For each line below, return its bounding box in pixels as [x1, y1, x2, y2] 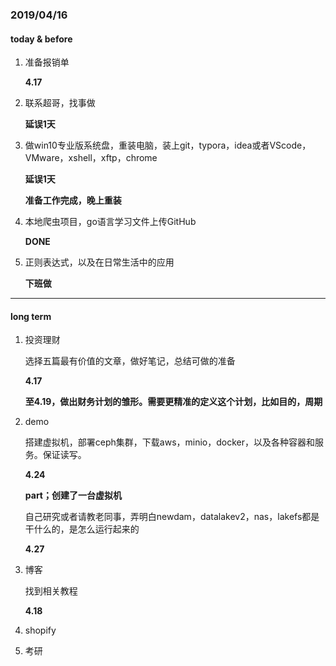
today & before [10, 33, 73, 45]
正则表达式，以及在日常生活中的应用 [24, 256, 175, 268]
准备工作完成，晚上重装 [24, 194, 122, 207]
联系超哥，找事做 [24, 97, 96, 109]
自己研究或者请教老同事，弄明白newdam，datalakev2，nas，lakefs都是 [24, 511, 320, 523]
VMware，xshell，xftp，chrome [24, 152, 158, 164]
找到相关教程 [24, 585, 78, 597]
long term [10, 310, 52, 322]
